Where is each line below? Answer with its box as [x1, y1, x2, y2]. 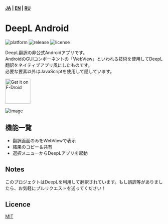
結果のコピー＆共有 [12, 144, 53, 150]
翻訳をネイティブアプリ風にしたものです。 [5, 62, 93, 68]
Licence [5, 200, 31, 208]
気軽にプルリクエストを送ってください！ [22, 185, 106, 191]
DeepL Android [5, 23, 69, 34]
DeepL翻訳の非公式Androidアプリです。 [5, 49, 88, 56]
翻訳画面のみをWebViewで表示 [12, 138, 76, 144]
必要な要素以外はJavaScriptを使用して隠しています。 [5, 68, 114, 74]
